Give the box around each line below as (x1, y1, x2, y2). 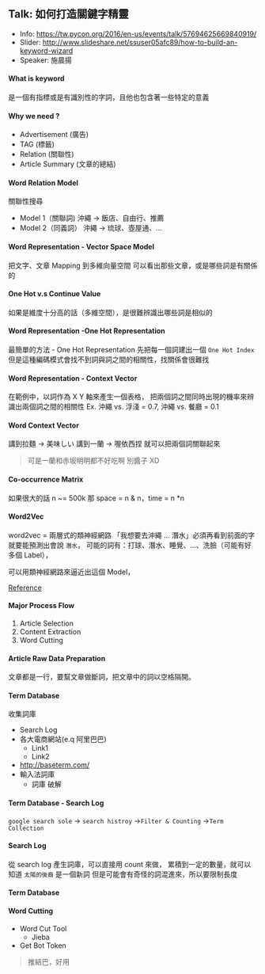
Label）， (23, 550, 53, 560)
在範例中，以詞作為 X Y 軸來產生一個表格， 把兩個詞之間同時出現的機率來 (8, 392, 248, 401)
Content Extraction (19, 627, 81, 637)
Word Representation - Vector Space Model (8, 242, 154, 252)
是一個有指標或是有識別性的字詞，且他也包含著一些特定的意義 (8, 93, 210, 102)
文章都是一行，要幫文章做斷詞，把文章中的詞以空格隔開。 (8, 672, 195, 682)
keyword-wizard (19, 46, 74, 55)
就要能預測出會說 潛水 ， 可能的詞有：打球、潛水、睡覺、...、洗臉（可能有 (8, 540, 245, 550)
